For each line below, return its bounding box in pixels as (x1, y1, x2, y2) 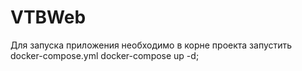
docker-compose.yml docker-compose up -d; (10, 49, 200, 61)
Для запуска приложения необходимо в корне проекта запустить (10, 39, 293, 51)
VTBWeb (10, 6, 87, 29)
